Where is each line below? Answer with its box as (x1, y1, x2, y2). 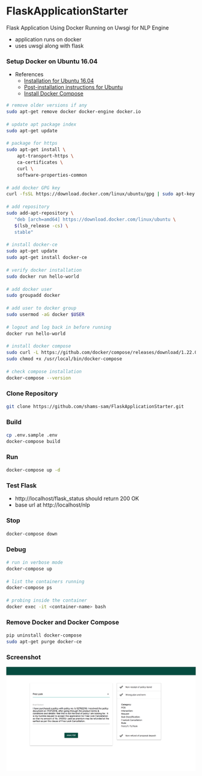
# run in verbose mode (6, 559, 63, 566)
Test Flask (6, 481, 37, 490)
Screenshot (6, 653, 41, 661)
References (14, 71, 44, 78)
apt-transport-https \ (17, 153, 74, 159)
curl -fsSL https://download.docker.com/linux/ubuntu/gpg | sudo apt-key (6, 191, 195, 197)
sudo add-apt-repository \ (6, 210, 74, 216)
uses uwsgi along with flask (14, 42, 84, 49)
